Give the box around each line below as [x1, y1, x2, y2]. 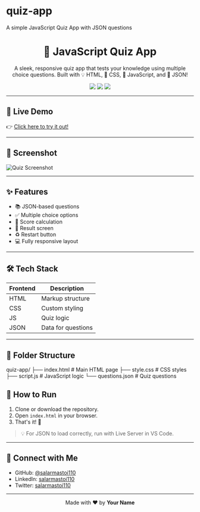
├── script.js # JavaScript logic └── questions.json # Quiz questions [6, 372, 177, 379]
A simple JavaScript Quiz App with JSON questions [6, 24, 132, 31]
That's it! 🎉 [14, 418, 42, 425]
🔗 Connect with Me [6, 453, 79, 464]
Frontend [9, 284, 36, 293]
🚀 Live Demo [6, 106, 54, 117]
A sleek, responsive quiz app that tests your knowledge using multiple [14, 65, 186, 72]
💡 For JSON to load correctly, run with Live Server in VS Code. [20, 430, 174, 437]
